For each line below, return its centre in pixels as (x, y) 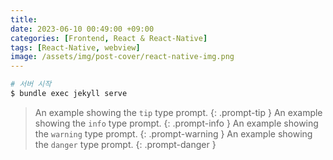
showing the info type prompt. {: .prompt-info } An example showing (176, 123)
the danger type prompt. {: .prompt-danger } (125, 144)
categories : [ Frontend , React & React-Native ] (109, 38)
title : (24, 19)
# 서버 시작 (31, 84)
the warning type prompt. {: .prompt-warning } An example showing (173, 133)
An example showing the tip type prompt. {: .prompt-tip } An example (178, 112)
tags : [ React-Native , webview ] (75, 47)
